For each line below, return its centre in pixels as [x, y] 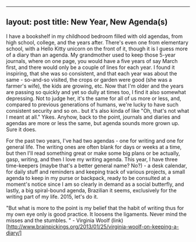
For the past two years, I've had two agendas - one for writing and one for [95, 140]
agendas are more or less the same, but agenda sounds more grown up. [93, 123]
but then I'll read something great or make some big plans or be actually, [93, 153]
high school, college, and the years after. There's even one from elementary [97, 42]
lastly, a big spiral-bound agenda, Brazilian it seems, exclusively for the [91, 190]
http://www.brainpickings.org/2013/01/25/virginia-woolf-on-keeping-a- [93, 226]
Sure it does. [21, 129]
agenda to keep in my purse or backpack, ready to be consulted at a [88, 178]
